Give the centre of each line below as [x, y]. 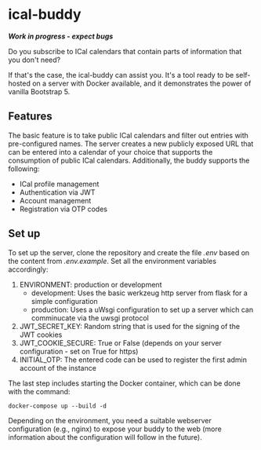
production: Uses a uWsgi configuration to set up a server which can [142, 309]
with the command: [39, 391]
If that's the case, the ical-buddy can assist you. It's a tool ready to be [121, 75]
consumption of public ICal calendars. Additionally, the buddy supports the [129, 160]
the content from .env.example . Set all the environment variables [112, 261]
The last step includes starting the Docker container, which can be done [124, 383]
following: [24, 168]
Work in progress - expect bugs [61, 36]
